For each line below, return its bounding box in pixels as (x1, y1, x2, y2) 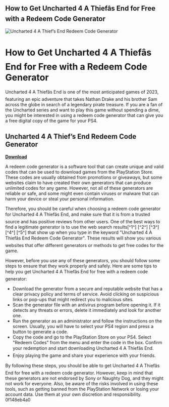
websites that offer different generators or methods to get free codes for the (5, 242, 164, 248)
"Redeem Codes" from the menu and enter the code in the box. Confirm (12, 339, 162, 345)
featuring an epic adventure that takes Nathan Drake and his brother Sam (5, 96, 157, 102)
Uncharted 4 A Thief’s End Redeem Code (5, 132, 137, 141)
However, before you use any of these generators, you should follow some (5, 257, 160, 263)
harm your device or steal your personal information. (5, 195, 115, 201)
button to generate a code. (12, 329, 68, 335)
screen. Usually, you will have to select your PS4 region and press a (12, 323, 154, 329)
